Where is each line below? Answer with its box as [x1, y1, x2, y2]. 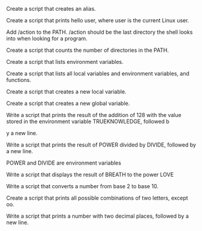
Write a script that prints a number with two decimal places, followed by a [6, 212, 189, 220]
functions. [6, 77, 31, 83]
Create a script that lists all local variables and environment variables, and [6, 70, 190, 77]
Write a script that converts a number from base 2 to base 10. [6, 183, 159, 189]
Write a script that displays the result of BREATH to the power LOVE [6, 171, 174, 178]
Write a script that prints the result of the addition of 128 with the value [6, 112, 182, 118]
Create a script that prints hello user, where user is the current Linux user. [6, 17, 189, 24]
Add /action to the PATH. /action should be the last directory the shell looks [6, 28, 193, 36]
